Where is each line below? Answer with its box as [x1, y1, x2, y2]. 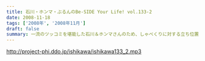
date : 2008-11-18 [6, 14, 51, 21]
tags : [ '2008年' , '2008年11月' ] [6, 20, 86, 26]
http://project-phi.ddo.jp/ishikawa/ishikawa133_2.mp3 [6, 48, 142, 55]
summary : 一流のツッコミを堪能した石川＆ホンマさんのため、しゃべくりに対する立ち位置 [6, 31, 200, 37]
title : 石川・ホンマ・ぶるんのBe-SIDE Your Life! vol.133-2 [6, 8, 153, 15]
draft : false [6, 25, 40, 32]
